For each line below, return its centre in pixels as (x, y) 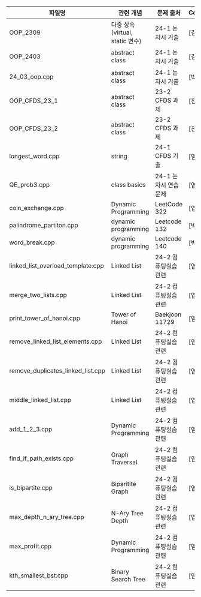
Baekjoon (168, 314)
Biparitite (124, 484)
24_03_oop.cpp (31, 76)
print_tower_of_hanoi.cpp (45, 318)
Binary (120, 571)
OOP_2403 (25, 56)
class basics (128, 184)
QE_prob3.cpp (30, 184)
